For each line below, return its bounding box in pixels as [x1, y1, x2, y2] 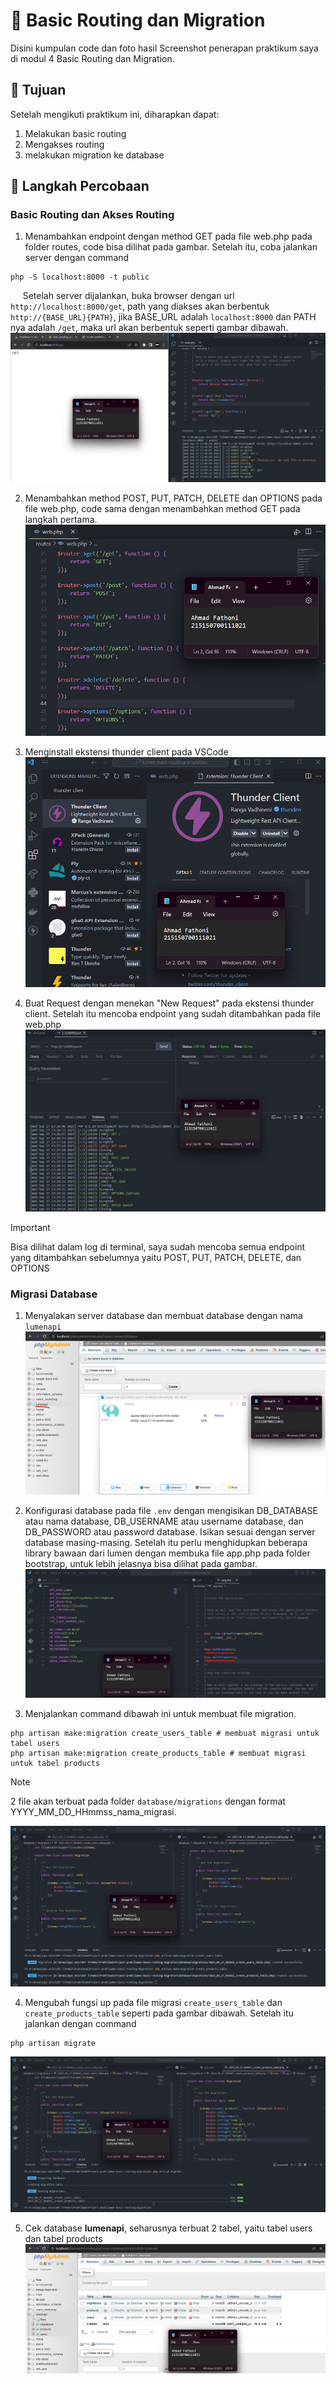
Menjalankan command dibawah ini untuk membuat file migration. [24, 1707, 297, 1719]
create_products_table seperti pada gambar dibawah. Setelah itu [24, 2007, 294, 2019]
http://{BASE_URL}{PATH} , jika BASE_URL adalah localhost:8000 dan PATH [10, 311, 317, 323]
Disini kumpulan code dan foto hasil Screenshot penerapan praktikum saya [10, 42, 319, 54]
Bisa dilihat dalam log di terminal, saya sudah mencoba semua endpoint [10, 1240, 306, 1253]
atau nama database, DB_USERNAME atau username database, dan [24, 1515, 304, 1527]
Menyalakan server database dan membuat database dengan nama [24, 1310, 303, 1322]
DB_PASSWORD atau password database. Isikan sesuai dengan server [24, 1525, 316, 1538]
